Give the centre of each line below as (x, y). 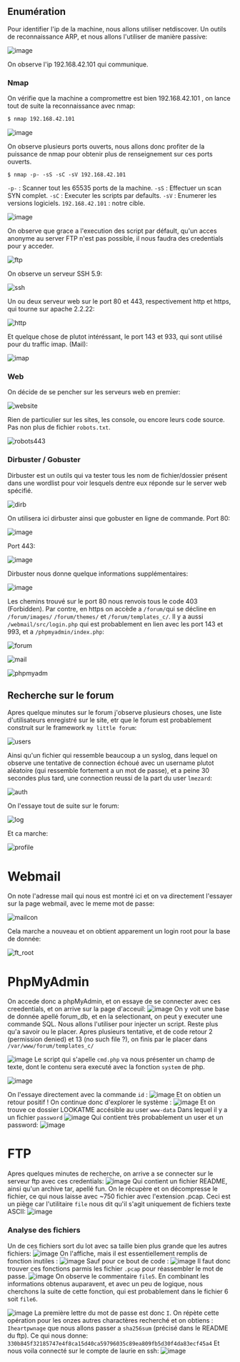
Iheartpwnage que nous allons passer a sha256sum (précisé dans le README (118, 1328)
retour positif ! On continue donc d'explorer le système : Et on (111, 1102)
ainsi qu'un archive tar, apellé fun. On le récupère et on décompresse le (112, 1189)
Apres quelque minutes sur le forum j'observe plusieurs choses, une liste (115, 713)
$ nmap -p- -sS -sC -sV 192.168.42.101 (67, 174)
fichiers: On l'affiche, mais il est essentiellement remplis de (107, 1253)
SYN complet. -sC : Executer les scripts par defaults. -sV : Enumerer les (112, 195)
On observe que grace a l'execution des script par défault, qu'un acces (112, 231)
